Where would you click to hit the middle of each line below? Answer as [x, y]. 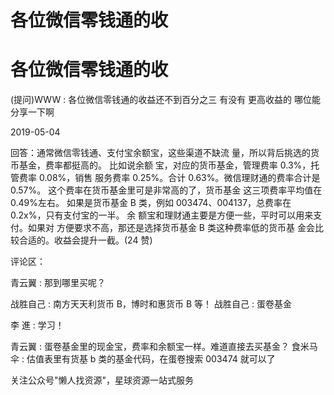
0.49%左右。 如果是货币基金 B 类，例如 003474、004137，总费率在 [151, 203]
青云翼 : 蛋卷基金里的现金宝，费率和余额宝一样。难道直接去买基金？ [150, 347]
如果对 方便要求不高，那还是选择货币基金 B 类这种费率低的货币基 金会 [171, 228]
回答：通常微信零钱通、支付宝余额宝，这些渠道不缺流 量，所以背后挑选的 [160, 153]
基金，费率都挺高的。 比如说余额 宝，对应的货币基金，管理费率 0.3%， [165, 165]
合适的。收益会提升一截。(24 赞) [85, 240]
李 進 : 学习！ [37, 325]
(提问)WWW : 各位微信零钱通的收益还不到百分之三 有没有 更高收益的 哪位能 [166, 100]
